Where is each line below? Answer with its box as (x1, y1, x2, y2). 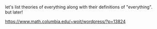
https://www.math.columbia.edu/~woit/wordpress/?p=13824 (5, 19, 126, 24)
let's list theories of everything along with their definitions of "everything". (5, 4, 153, 10)
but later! (5, 9, 23, 15)
